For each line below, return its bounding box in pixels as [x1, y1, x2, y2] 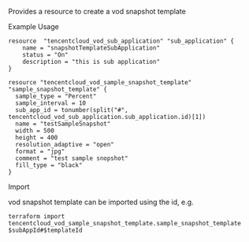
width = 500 [15, 127, 55, 135]
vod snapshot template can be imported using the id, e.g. [8, 197, 195, 207]
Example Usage [8, 22, 59, 31]
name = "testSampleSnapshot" [15, 120, 111, 128]
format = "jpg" [15, 147, 65, 155]
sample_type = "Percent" [15, 92, 97, 100]
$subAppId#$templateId [8, 226, 83, 234]
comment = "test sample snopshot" [15, 155, 128, 162]
